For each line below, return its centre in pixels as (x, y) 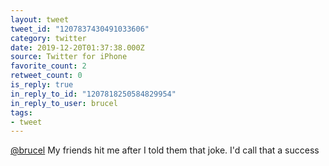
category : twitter (48, 38)
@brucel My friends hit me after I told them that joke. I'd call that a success (165, 150)
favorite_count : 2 (48, 66)
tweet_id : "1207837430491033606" (80, 29)
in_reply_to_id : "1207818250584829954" (93, 94)
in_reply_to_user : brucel (64, 103)
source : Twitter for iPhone (69, 57)
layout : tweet (40, 19)
